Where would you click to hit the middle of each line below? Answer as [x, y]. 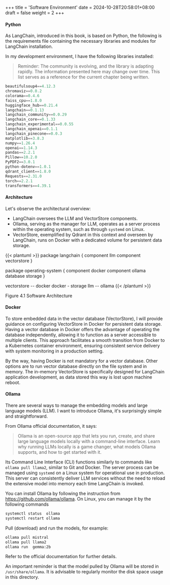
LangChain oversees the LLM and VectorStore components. [75, 218]
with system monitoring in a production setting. [55, 351]
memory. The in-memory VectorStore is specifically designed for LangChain [85, 371]
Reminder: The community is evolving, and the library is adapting [86, 66]
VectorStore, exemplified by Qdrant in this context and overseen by [83, 235]
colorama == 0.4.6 [22, 96]
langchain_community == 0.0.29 [36, 115]
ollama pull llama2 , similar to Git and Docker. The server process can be [82, 467]
